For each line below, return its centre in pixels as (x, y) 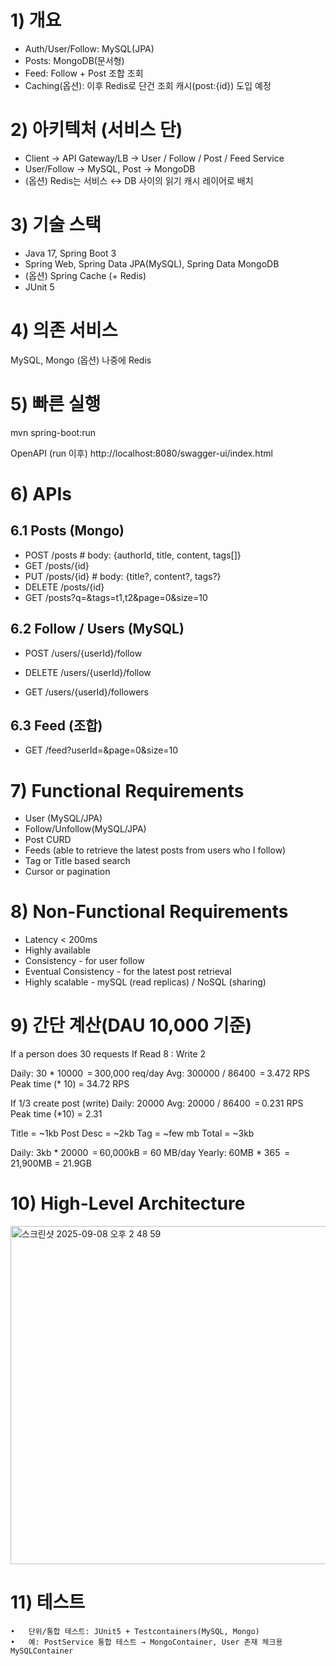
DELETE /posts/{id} (64, 587)
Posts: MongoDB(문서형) (74, 60)
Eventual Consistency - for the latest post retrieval (128, 972)
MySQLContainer (42, 1651)
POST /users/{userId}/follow (83, 653)
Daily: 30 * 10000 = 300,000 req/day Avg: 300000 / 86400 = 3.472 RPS (160, 1073)
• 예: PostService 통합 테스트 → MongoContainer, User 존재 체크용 (146, 1642)
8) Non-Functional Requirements (149, 912)
